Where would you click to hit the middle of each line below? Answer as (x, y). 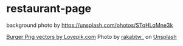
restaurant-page (49, 9)
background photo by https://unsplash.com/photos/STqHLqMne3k (90, 25)
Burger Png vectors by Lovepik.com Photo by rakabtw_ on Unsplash (92, 36)
